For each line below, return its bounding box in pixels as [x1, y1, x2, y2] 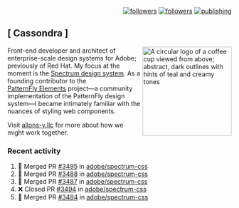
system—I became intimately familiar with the [7, 99, 141, 108]
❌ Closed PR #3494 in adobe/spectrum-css [17, 185, 147, 194]
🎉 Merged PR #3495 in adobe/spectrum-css [17, 162, 148, 171]
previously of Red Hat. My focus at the [7, 61, 120, 70]
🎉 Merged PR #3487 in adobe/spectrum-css [17, 177, 148, 186]
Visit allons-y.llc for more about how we [7, 120, 124, 129]
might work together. [7, 128, 69, 137]
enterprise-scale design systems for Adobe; [7, 53, 137, 62]
